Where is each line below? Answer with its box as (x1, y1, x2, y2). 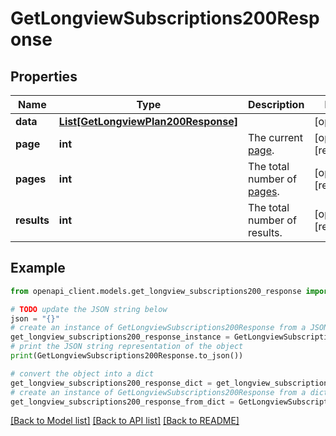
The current (247, 131, 303, 144)
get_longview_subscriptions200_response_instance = (10, 332, 230, 342)
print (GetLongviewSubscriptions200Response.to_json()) (10, 351, 244, 361)
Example (10, 260, 66, 277)
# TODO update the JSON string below (10, 304, 168, 314)
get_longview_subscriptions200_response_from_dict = (10, 397, 235, 407)
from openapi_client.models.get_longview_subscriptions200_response (10, 286, 302, 296)
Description (247, 98, 305, 111)
